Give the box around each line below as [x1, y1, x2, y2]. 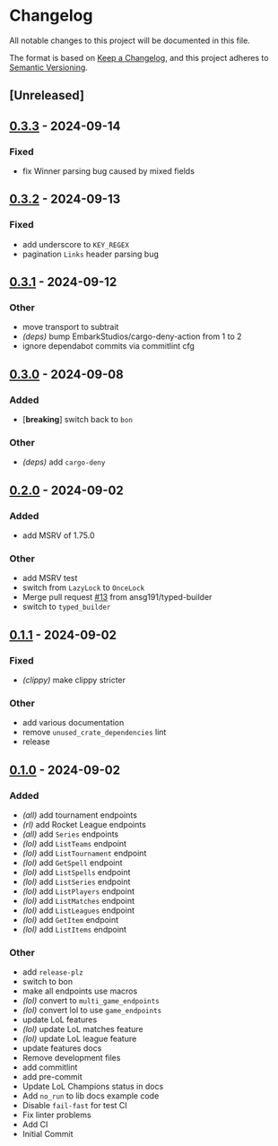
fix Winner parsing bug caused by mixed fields [22, 166, 195, 177]
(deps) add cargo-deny [22, 456, 106, 467]
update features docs [22, 1043, 102, 1054]
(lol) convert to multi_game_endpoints [22, 995, 160, 1006]
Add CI [22, 1119, 48, 1130]
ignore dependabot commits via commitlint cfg [22, 341, 195, 352]
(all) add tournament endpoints [22, 810, 137, 820]
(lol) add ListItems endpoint [22, 925, 127, 935]
